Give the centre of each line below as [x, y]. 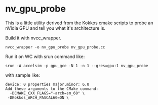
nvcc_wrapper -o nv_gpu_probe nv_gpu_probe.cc [55, 47]
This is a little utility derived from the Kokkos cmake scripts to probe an [79, 23]
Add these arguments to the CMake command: [52, 89]
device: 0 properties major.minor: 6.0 [47, 84]
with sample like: [23, 75]
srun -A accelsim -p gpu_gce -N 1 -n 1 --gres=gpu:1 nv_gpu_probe [77, 66]
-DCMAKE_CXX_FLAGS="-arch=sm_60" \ [47, 93]
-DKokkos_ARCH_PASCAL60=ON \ [38, 97]
